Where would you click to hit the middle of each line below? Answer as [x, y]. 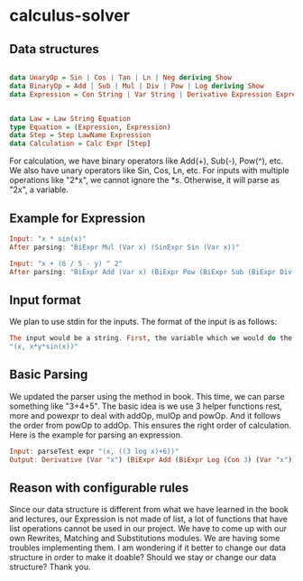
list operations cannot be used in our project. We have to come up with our [148, 529]
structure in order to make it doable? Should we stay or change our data [143, 558]
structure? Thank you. [50, 567]
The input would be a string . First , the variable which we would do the [151, 338]
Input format [45, 300]
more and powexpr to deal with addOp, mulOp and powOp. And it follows [145, 415]
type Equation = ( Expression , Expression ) [90, 127]
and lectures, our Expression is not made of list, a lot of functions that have [149, 519]
